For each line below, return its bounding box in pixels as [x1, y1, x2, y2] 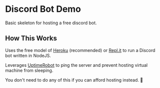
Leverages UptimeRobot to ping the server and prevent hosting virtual [5, 62, 148, 68]
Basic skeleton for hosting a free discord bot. [5, 20, 97, 26]
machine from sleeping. [5, 67, 53, 73]
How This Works [5, 34, 57, 43]
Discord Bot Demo [5, 3, 81, 15]
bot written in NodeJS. [5, 52, 51, 58]
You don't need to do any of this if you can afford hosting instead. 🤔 [5, 77, 143, 83]
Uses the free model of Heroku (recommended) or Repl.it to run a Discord [5, 47, 156, 53]
